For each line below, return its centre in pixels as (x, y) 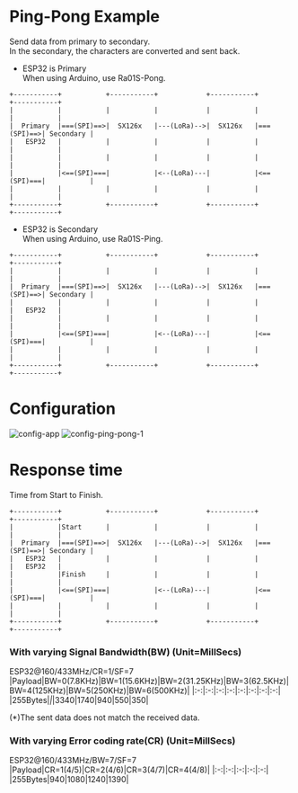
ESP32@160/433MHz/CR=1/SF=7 (72, 672)
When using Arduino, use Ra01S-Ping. (92, 238)
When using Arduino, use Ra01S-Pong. (94, 77)
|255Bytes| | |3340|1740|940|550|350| (79, 700)
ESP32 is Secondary (60, 229)
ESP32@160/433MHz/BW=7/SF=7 (73, 761)
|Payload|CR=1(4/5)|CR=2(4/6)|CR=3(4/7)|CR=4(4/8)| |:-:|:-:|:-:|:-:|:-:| (139, 770)
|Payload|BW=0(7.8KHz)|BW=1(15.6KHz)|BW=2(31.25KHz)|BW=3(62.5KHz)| (149, 682)
